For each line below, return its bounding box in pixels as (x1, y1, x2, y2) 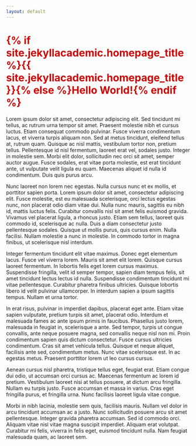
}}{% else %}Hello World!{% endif (6, 83, 177, 97)
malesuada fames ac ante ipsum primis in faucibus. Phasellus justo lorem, (6, 317, 184, 324)
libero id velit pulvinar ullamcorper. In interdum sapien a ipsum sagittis (6, 287, 174, 294)
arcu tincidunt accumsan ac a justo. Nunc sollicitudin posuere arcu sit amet (6, 408, 187, 416)
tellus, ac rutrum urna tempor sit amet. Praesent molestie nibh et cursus (6, 121, 179, 129)
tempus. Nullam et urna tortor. (6, 293, 78, 300)
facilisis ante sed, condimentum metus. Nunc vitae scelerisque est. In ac (6, 348, 180, 355)
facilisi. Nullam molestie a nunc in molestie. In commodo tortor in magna (6, 232, 180, 239)
